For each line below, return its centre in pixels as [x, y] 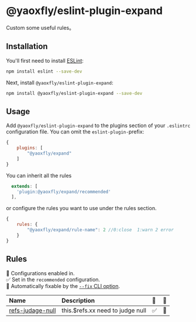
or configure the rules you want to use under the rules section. [81, 208]
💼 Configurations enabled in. [40, 273]
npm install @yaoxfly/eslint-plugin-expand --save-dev [74, 93]
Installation [27, 47]
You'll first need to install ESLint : [45, 60]
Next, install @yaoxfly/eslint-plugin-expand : [60, 83]
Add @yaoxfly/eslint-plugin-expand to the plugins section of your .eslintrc [98, 126]
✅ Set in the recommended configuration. [53, 279]
